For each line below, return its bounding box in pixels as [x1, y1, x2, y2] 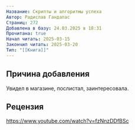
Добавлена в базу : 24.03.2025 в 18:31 [6, 25, 102, 31]
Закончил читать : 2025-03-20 [6, 42, 78, 48]
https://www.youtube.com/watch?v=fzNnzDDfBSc [6, 118, 129, 125]
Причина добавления [6, 69, 90, 79]
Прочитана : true [6, 31, 46, 37]
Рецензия [6, 102, 44, 112]
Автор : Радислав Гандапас [6, 14, 70, 20]
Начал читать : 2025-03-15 [6, 36, 70, 42]
